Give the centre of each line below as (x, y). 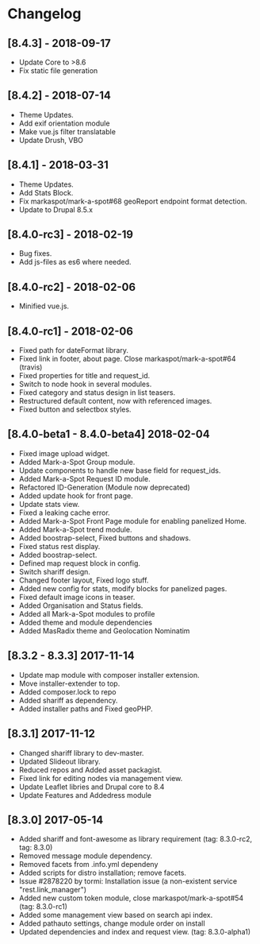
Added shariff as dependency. (68, 700)
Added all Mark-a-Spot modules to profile (87, 613)
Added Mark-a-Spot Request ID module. (85, 478)
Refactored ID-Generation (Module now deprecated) (105, 487)
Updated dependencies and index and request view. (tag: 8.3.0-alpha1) (135, 932)
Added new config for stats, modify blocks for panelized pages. (123, 588)
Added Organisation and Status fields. (81, 605)
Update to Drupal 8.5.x (55, 209)
